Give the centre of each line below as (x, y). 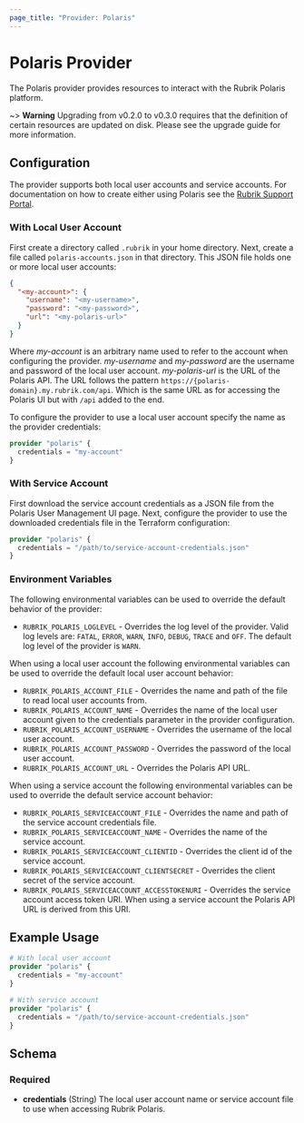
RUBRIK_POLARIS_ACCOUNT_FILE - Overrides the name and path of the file (155, 690)
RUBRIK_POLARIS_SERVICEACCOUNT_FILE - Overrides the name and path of (155, 813)
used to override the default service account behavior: (111, 794)
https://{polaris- (195, 381)
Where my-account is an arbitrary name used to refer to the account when (149, 351)
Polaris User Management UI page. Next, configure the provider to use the (148, 513)
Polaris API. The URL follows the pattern (84, 380)
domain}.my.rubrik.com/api (60, 390)
